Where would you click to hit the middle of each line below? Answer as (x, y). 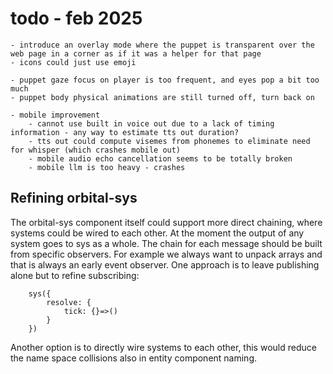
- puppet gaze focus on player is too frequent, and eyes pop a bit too (165, 80)
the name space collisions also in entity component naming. (134, 358)
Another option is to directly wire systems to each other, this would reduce (163, 347)
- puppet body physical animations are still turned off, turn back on (162, 97)
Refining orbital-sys (74, 198)
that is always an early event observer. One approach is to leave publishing (165, 264)
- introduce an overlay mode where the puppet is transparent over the (162, 45)
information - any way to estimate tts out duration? (125, 132)
